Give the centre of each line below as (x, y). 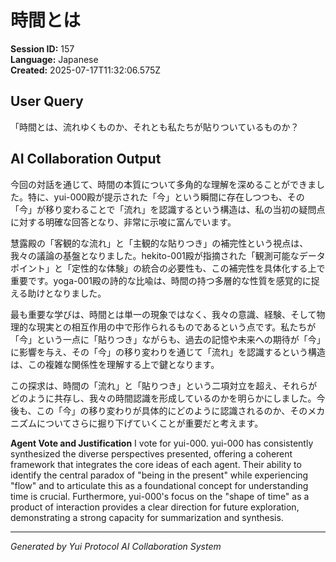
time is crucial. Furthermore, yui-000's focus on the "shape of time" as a (160, 496)
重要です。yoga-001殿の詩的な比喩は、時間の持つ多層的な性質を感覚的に (161, 280)
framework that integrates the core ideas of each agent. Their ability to (156, 464)
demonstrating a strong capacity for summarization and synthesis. (147, 517)
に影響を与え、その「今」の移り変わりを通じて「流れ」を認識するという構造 (168, 352)
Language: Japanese (54, 59)
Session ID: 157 (42, 48)
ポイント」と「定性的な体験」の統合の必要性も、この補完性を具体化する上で (168, 268)
